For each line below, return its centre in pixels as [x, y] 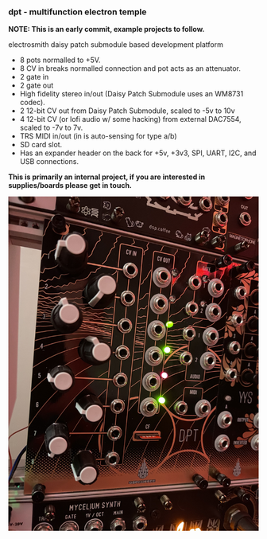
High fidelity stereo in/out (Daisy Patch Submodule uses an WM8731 [132, 94]
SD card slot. [41, 145]
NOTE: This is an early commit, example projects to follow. [106, 29]
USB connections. [49, 162]
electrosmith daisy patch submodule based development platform [116, 45]
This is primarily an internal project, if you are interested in [107, 177]
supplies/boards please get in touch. [70, 186]
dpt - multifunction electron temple [77, 12]
